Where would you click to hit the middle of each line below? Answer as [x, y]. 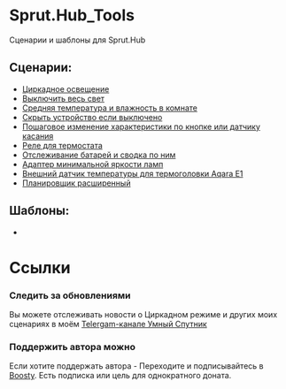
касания [38, 136]
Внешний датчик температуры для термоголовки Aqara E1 [132, 173]
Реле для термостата [62, 145]
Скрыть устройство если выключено [92, 117]
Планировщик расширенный [76, 183]
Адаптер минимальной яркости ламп [93, 164]
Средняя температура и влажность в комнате [109, 108]
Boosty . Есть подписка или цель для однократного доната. [120, 376]
